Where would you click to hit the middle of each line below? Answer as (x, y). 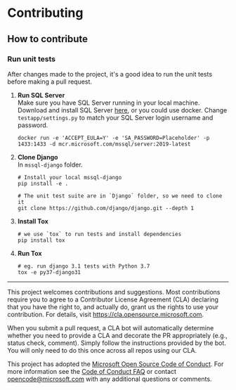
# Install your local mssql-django (70, 177)
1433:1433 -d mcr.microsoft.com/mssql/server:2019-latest (104, 144)
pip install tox (41, 240)
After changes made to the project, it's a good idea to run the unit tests (110, 74)
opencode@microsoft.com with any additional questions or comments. (110, 379)
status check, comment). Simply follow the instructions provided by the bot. (117, 343)
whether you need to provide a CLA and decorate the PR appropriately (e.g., (118, 335)
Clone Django (38, 157)
